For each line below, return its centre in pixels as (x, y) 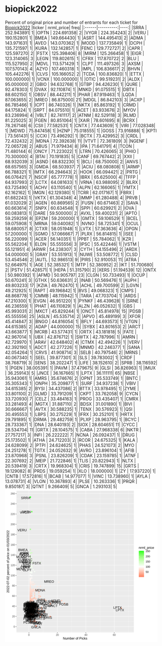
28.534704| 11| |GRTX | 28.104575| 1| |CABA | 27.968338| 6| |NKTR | (73, 430)
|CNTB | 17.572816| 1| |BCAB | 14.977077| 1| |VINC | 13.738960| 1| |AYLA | (78, 476)
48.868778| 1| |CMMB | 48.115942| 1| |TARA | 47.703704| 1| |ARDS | (72, 296)
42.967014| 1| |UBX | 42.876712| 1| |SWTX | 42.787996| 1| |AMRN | (71, 337)
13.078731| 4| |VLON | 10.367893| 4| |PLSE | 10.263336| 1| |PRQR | (71, 481)
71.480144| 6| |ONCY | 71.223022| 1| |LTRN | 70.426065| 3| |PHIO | (72, 151)
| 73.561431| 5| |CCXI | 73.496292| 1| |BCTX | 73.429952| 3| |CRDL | (73, 136)
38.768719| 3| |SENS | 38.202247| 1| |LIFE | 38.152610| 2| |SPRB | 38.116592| (81, 363)
